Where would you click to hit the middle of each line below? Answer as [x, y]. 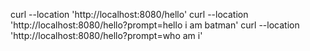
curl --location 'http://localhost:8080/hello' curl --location [129, 14]
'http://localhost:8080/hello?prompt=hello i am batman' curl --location [155, 25]
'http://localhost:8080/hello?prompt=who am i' [106, 35]
